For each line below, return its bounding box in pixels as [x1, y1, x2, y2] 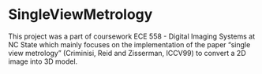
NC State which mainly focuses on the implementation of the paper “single [8, 39, 251, 49]
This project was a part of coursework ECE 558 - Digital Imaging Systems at [8, 31, 256, 41]
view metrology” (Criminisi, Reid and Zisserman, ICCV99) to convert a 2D [8, 48, 246, 57]
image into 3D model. [8, 57, 78, 66]
